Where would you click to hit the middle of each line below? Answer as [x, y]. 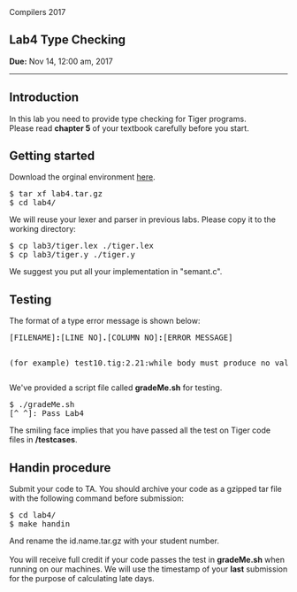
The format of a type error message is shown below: [105, 321]
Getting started [52, 156]
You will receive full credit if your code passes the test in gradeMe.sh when [147, 560]
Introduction [44, 98]
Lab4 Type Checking [68, 40]
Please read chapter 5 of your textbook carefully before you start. [129, 128]
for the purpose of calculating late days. [82, 579]
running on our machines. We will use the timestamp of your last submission [148, 569]
